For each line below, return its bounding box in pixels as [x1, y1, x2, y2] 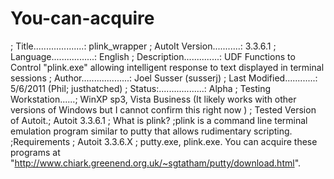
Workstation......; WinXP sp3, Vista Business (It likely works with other [10, 93, 297, 105]
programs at [10, 146, 61, 158]
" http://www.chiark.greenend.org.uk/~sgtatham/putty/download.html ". [10, 157, 302, 169]
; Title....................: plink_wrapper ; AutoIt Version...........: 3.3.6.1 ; [10, 40, 277, 52]
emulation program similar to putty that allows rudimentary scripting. [10, 125, 293, 137]
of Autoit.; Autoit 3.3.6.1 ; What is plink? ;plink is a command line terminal [10, 114, 308, 126]
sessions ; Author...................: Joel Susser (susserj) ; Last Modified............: [10, 72, 318, 84]
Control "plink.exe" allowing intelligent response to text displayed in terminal [10, 61, 325, 73]
